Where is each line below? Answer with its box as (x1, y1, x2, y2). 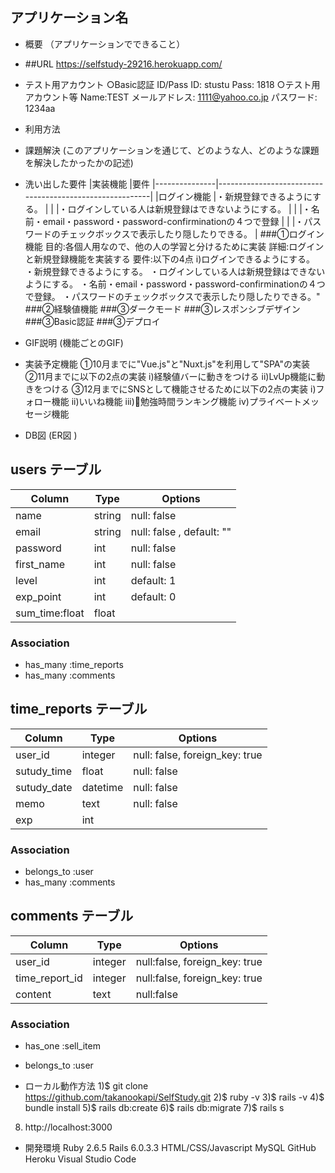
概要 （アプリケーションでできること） (24, 38, 186, 50)
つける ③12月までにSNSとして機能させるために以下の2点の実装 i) (42, 383, 317, 395)
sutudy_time (15, 764, 72, 778)
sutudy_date (15, 780, 73, 794)
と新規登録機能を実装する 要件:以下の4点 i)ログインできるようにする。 (24, 253, 316, 265)
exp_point (15, 589, 62, 603)
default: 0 (130, 589, 177, 603)
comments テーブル (10, 908, 134, 925)
